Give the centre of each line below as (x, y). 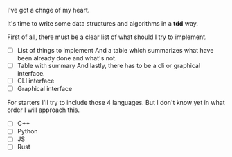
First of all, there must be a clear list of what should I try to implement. (107, 37)
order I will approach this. (43, 110)
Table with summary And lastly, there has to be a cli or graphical (109, 66)
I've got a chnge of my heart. (48, 10)
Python (27, 131)
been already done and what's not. (67, 58)
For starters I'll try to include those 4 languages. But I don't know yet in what (116, 103)
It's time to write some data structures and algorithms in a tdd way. (103, 23)
